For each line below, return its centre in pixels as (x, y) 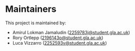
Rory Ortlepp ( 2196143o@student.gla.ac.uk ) (58, 38)
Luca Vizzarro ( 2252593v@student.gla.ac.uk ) (59, 43)
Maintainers (31, 9)
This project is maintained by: (36, 23)
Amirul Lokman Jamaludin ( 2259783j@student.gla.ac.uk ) (71, 32)
